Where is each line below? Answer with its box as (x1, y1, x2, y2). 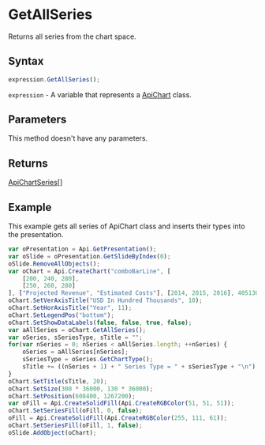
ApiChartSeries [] (8, 178, 63, 187)
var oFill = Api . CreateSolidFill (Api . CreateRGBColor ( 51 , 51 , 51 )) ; (8, 399, 235, 408)
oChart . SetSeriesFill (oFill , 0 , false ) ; (8, 407, 144, 415)
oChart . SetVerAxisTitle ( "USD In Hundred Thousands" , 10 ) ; (8, 296, 203, 305)
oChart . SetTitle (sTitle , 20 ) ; (8, 377, 108, 385)
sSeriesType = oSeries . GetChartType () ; (22, 356, 154, 364)
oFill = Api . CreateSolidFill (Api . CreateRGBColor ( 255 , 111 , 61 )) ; (8, 414, 228, 422)
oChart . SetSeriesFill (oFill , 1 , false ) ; (8, 421, 144, 430)
